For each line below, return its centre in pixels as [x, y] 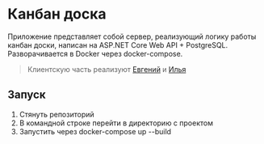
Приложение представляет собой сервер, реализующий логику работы [132, 36]
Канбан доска [57, 14]
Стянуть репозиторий [57, 114]
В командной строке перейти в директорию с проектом [116, 123]
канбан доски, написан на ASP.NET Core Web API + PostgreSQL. [118, 44]
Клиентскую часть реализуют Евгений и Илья [107, 69]
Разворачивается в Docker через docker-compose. [95, 53]
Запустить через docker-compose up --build [95, 131]
